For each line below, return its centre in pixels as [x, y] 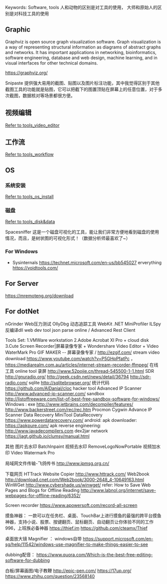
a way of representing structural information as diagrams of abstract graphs [83, 47]
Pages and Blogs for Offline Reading [42, 490]
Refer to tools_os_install [29, 197]
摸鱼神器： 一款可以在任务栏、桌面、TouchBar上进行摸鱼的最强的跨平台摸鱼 [83, 516]
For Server [22, 283]
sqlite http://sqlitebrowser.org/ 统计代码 [69, 383]
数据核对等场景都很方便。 [49, 95]
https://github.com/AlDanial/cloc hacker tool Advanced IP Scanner [74, 388]
